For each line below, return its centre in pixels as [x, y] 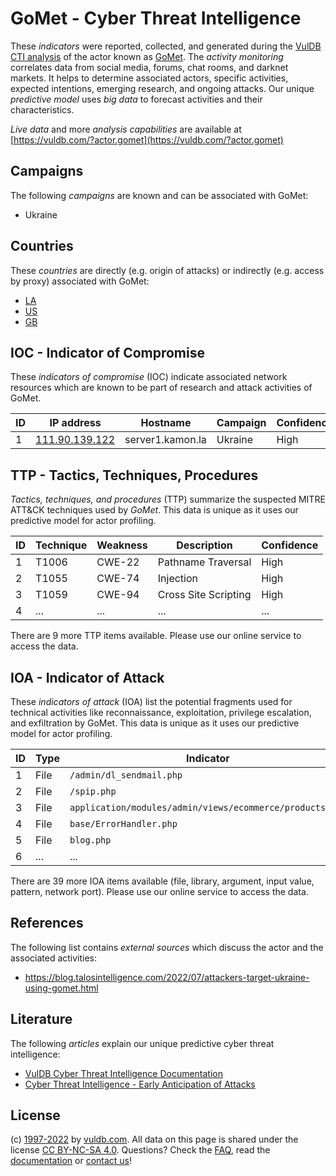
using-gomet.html [61, 988]
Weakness [122, 545]
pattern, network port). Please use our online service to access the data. [159, 891]
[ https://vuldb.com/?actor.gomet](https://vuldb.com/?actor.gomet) [147, 139]
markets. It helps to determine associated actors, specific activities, [149, 78]
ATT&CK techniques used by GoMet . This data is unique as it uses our [154, 510]
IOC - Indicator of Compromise [107, 352]
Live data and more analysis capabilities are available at [126, 129]
